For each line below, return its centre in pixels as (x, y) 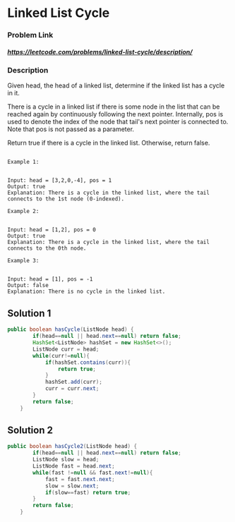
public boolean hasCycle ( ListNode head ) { (71, 329)
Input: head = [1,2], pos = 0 (52, 230)
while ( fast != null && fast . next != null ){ (93, 473)
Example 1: (23, 162)
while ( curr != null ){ (61, 356)
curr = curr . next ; (72, 389)
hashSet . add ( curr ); (73, 382)
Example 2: (23, 212)
